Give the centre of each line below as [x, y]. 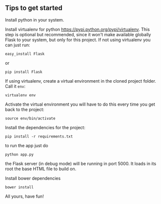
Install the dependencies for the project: [45, 127]
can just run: [18, 45]
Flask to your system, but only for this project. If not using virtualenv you [78, 40]
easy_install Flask [25, 54]
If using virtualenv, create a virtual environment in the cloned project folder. [80, 81]
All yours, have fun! [24, 196]
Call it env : [15, 86]
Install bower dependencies [33, 178]
